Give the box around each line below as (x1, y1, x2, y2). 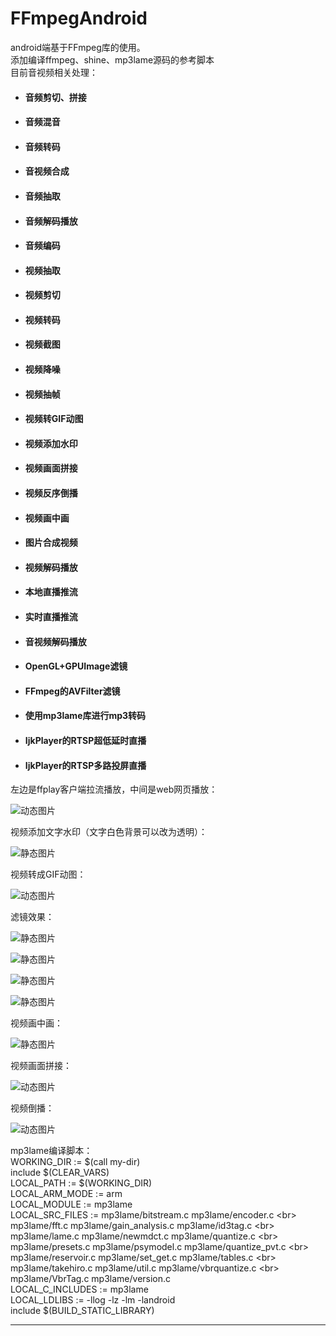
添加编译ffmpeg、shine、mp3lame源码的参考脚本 (10, 53, 215, 66)
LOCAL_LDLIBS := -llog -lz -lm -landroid (10, 1294, 176, 1306)
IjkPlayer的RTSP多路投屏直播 (24, 759, 147, 771)
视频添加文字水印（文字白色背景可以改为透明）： (10, 826, 208, 838)
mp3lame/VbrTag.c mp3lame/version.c (10, 1273, 172, 1285)
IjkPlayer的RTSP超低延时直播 (24, 734, 147, 746)
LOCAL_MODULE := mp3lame (10, 1198, 133, 1211)
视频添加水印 (24, 437, 78, 449)
